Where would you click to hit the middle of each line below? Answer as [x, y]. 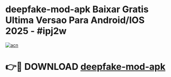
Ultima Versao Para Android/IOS [75, 20]
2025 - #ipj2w [36, 31]
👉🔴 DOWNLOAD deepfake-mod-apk [85, 67]
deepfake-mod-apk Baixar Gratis [77, 9]
